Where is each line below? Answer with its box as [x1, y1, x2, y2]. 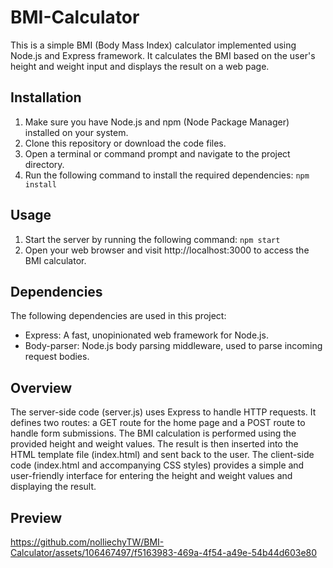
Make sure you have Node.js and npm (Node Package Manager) [24, 116, 290, 128]
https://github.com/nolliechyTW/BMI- [10, 536, 165, 548]
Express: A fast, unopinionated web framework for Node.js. [24, 329, 269, 341]
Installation [10, 89, 82, 106]
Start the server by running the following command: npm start [24, 233, 281, 245]
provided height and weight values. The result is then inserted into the [10, 438, 299, 450]
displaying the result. [10, 481, 97, 493]
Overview [10, 379, 73, 396]
